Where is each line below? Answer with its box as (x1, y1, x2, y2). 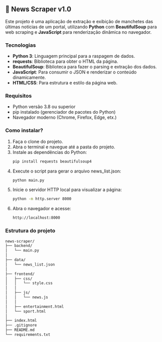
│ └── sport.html (5, 309, 46, 314)
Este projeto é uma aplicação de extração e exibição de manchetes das (5, 18, 153, 24)
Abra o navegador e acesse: (12, 206, 71, 212)
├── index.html (5, 318, 37, 323)
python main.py (12, 178, 45, 183)
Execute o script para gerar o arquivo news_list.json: (12, 168, 122, 174)
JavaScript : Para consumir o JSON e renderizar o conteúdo (12, 69, 137, 75)
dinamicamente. (12, 74, 46, 80)
